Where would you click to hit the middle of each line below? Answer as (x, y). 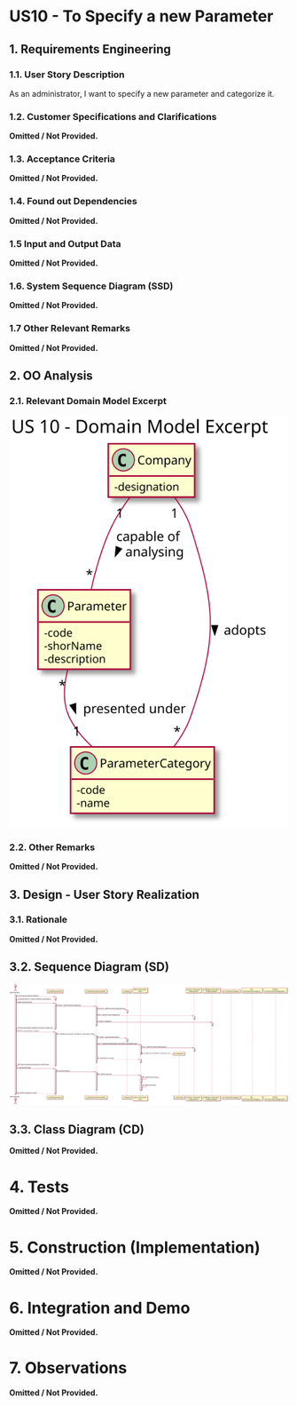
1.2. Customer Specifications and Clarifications (113, 116)
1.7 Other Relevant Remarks (70, 329)
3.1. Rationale (39, 919)
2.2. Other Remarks (52, 847)
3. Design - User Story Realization (104, 894)
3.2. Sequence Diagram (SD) (90, 967)
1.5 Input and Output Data (65, 243)
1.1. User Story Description (67, 75)
